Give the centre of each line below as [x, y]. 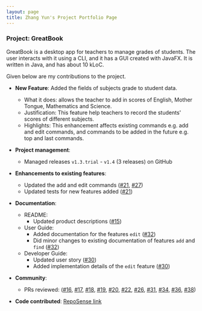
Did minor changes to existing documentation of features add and [114, 240]
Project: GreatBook [35, 39]
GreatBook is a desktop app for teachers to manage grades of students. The [101, 51]
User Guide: [39, 228]
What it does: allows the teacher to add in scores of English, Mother [108, 100]
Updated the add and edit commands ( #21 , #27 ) [84, 185]
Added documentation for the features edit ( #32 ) [94, 234]
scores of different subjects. [59, 119]
